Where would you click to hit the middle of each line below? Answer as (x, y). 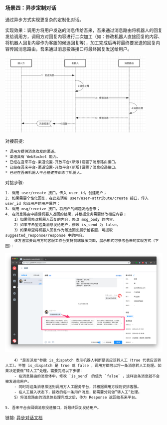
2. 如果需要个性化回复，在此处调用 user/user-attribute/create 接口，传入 (77, 198)
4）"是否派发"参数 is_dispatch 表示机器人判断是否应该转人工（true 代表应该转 (88, 361)
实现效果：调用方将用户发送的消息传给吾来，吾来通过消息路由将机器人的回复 (84, 30)
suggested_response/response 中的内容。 (46, 235)
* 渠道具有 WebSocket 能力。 (33, 157)
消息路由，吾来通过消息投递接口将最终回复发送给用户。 (75, 49)
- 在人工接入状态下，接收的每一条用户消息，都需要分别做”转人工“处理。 (78, 392)
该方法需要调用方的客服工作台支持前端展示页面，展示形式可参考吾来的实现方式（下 (86, 241)
